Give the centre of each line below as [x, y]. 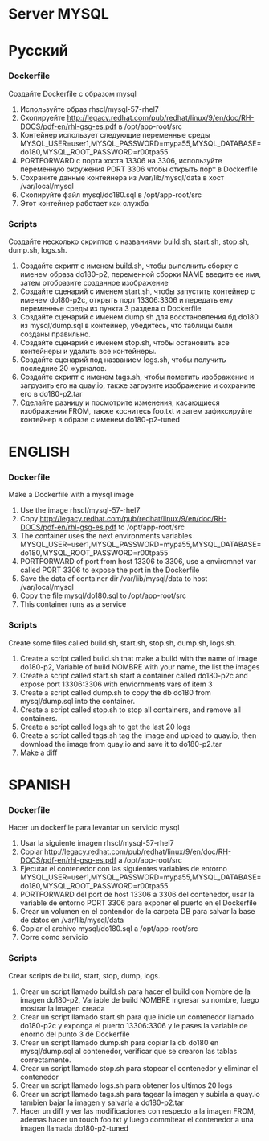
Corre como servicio [54, 937]
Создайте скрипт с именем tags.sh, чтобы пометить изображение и [137, 377]
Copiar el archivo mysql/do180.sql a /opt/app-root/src [109, 929]
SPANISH [39, 785]
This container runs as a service [73, 604]
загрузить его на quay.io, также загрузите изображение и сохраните [137, 385]
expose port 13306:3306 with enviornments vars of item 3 [116, 684]
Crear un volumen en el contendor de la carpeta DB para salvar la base [137, 912]
